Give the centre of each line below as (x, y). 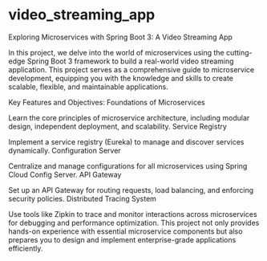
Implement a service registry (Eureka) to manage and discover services (126, 141)
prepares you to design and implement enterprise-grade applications (122, 239)
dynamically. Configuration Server (65, 150)
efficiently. (26, 248)
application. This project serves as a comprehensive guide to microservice (131, 69)
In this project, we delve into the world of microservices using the (116, 52)
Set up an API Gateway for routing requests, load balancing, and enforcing (131, 190)
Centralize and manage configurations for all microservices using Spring (128, 165)
